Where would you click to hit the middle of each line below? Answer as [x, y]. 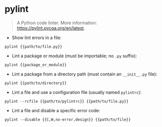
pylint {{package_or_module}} [36, 65]
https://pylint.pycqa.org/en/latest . [51, 28]
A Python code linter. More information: [57, 23]
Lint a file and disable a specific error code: [56, 110]
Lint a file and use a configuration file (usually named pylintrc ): [77, 92]
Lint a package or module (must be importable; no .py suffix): [74, 56]
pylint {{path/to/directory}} [36, 83]
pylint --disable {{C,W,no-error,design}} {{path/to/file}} [68, 120]
